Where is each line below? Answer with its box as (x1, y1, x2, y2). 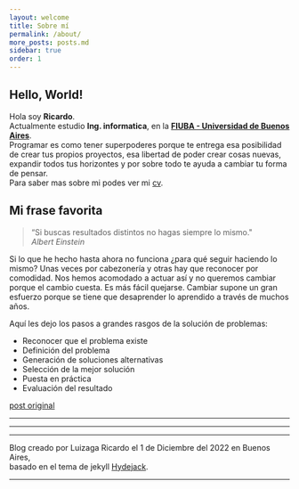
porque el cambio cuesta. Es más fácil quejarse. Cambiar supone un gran (9, 281, 278, 292)
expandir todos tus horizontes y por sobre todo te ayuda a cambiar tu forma (9, 158, 287, 169)
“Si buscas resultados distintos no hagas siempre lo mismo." (30, 226, 254, 237)
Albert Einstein (30, 236, 85, 247)
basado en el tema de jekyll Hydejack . (9, 460, 149, 472)
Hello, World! (9, 87, 84, 102)
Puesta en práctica (21, 373, 92, 384)
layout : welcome (9, 12, 69, 22)
